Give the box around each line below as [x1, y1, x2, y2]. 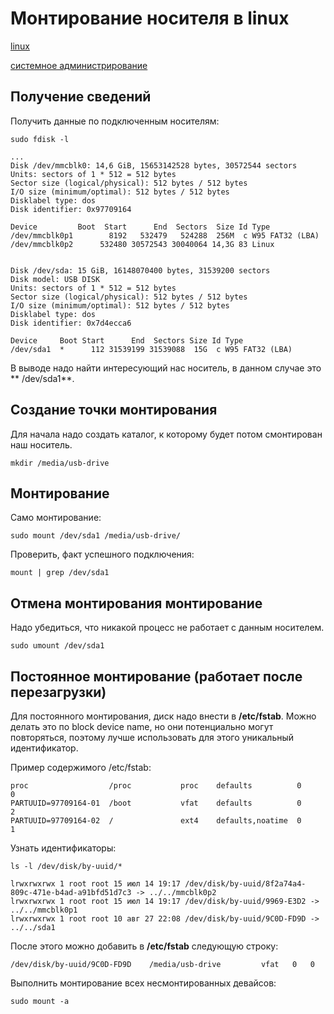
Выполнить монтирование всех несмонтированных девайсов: [10, 977, 277, 989]
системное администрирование [10, 59, 148, 71]
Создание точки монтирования [10, 402, 218, 419]
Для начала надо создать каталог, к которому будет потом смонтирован [10, 428, 323, 440]
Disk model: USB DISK [10, 274, 101, 284]
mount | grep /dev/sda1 [10, 568, 110, 578]
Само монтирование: [10, 512, 102, 524]
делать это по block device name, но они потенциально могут [10, 721, 274, 732]
